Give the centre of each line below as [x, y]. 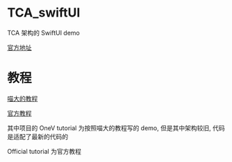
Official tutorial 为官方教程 [44, 151]
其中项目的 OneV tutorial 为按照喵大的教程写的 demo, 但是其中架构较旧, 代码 [116, 128]
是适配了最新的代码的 [38, 136]
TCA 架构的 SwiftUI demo [43, 33]
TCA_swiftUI [44, 13]
